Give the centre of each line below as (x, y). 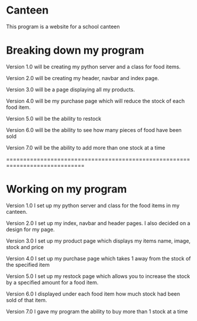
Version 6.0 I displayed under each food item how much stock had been (93, 294)
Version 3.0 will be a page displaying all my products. (71, 90)
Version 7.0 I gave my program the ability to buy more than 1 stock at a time (97, 311)
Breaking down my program (75, 50)
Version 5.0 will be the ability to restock (54, 118)
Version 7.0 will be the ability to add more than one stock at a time (86, 147)
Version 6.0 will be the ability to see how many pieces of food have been (94, 130)
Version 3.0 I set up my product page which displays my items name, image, (98, 241)
